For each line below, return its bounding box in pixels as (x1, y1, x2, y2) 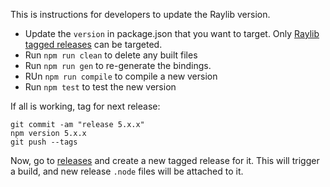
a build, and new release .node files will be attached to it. (10, 165, 244, 177)
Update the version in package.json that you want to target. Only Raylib (24, 28, 320, 39)
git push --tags (10, 137, 78, 147)
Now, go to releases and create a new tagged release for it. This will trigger (10, 155, 320, 166)
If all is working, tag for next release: (10, 100, 161, 112)
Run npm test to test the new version (24, 81, 177, 93)
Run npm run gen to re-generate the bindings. (24, 60, 212, 71)
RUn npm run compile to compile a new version (24, 70, 218, 82)
